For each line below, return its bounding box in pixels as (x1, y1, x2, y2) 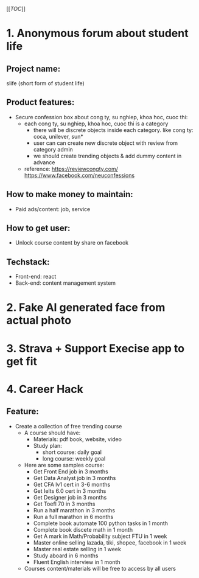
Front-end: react (15, 273, 57, 280)
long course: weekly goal (42, 454, 106, 462)
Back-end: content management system (15, 279, 116, 287)
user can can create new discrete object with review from (33, 139, 178, 147)
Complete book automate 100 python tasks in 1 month (33, 520, 169, 527)
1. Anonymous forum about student (6, 27, 189, 40)
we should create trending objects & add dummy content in (33, 152, 182, 159)
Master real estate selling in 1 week (33, 545, 122, 552)
